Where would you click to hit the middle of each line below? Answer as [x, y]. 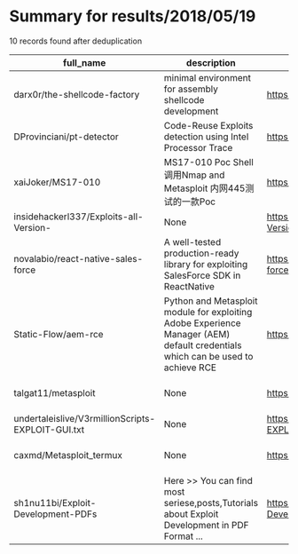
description [211, 62]
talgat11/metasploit [55, 392]
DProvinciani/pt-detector [66, 137]
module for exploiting [208, 312]
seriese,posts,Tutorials [211, 503]
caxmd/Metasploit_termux [68, 455]
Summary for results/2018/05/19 [133, 16]
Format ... [184, 536]
